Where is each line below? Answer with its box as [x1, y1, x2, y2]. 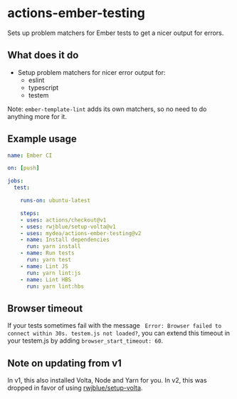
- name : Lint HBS [20, 276, 72, 283]
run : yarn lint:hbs [26, 283, 84, 290]
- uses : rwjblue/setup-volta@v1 [20, 223, 116, 230]
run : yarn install [26, 243, 81, 250]
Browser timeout [7, 302, 83, 314]
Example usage [7, 133, 77, 145]
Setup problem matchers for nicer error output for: [17, 68, 166, 76]
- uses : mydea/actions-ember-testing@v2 [20, 229, 142, 237]
